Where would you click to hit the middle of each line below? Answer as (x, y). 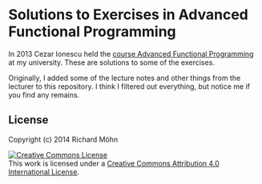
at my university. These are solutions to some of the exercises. (111, 62)
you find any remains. (44, 94)
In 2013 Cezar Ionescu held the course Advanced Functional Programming (131, 54)
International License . (44, 172)
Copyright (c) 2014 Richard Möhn (63, 139)
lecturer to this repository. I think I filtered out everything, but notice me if (129, 86)
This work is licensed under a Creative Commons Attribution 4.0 (114, 163)
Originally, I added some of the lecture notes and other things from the (125, 78)
